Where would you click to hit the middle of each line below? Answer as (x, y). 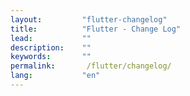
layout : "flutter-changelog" (89, 19)
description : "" (51, 47)
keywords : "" (51, 57)
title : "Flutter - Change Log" (96, 29)
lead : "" (51, 38)
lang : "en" (55, 76)
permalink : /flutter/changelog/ (91, 66)
